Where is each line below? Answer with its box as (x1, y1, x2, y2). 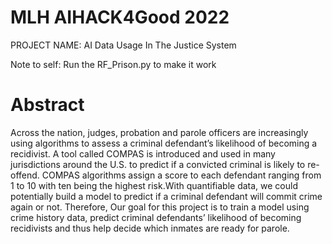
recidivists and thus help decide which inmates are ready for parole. (10, 222, 290, 234)
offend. (10, 169, 40, 181)
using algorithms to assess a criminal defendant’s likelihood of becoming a (10, 137, 318, 149)
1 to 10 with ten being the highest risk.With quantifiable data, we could (10, 179, 298, 191)
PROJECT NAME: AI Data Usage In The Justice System (10, 39, 237, 51)
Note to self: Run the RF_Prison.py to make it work (10, 58, 217, 70)
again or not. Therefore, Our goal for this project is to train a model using (10, 201, 310, 213)
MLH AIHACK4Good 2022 (10, 6, 230, 29)
